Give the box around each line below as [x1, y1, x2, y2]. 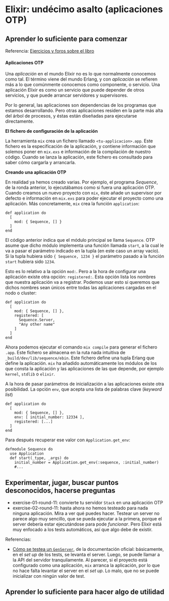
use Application [10, 451, 44, 457]
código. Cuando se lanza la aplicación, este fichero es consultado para [5, 154, 153, 160]
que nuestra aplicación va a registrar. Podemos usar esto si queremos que [5, 279, 160, 285]
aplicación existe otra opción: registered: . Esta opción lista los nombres [5, 274, 156, 280]
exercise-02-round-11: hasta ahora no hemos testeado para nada [12, 505, 148, 511]
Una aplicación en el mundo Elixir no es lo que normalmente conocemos [5, 71, 156, 77]
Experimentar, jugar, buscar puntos [5, 478, 119, 487]
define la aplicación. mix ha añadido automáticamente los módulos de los [5, 360, 157, 366]
